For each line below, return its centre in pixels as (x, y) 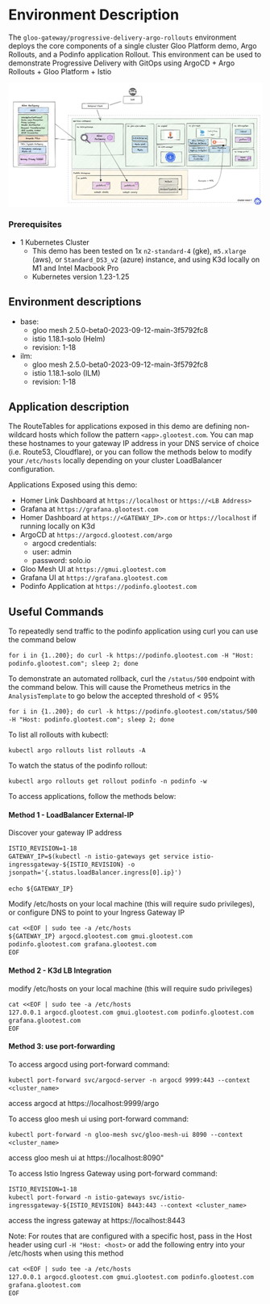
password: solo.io (61, 561)
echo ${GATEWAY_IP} (41, 889)
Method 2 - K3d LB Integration (60, 970)
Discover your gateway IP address (65, 833)
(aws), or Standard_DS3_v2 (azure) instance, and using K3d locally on (146, 259)
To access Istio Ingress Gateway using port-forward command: (113, 1173)
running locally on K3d (57, 526)
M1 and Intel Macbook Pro (75, 267)
